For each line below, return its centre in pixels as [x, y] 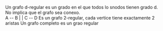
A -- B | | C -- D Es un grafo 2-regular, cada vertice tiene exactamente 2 [80, 18]
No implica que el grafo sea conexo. [43, 12]
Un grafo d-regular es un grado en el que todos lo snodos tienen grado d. [82, 7]
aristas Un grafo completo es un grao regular [52, 23]
